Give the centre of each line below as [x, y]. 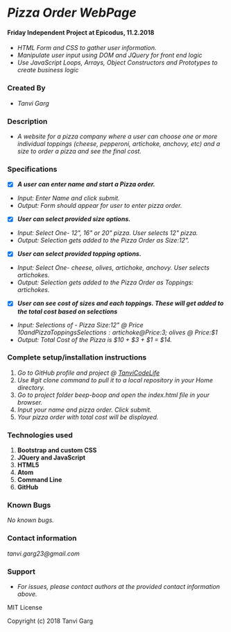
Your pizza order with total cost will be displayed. [88, 417]
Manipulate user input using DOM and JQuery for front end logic [110, 55]
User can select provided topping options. [79, 254]
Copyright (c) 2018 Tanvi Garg [50, 621]
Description [27, 121]
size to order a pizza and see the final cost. [79, 151]
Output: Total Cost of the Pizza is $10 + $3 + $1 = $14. [94, 339]
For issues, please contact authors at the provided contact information [119, 587]
